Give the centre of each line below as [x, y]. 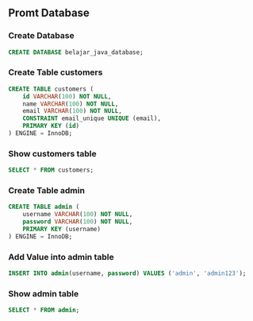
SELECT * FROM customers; [51, 170]
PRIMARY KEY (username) [62, 230]
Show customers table [52, 153]
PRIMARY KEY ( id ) [51, 126]
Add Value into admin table [61, 257]
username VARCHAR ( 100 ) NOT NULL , [78, 215]
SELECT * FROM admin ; [44, 310]
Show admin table [44, 293]
